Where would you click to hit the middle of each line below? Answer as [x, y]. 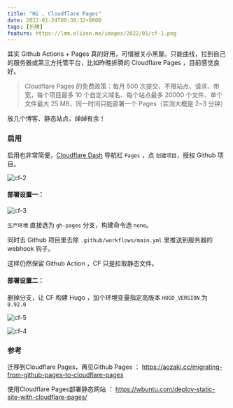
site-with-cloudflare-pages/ [47, 397]
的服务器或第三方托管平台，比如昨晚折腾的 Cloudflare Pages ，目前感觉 [111, 63]
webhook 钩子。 [31, 248]
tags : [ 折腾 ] [25, 27]
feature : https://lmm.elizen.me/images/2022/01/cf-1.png [92, 33]
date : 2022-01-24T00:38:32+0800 [54, 20]
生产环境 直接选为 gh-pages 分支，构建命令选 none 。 [80, 225]
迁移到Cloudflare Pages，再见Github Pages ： [74, 367]
